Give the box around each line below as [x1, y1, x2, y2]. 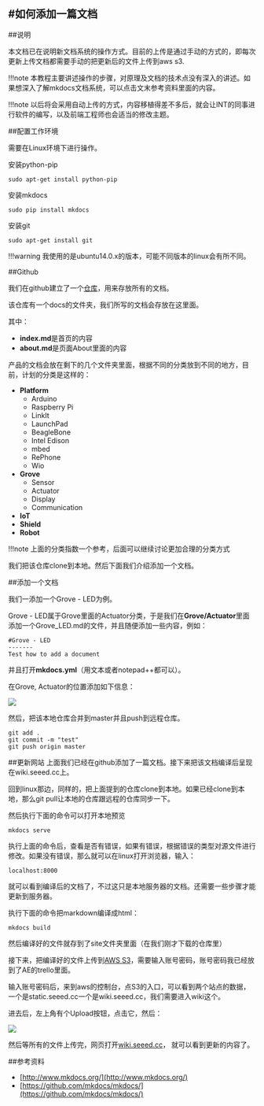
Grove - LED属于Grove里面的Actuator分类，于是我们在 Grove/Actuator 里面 [8, 611, 250, 620]
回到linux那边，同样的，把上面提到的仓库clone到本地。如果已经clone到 [8, 784, 238, 793]
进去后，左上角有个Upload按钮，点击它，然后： [8, 1008, 163, 1018]
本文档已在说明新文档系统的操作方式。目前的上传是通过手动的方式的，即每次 [8, 46, 256, 56]
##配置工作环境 [8, 126, 59, 135]
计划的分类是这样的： [21, 369, 91, 379]
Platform [19, 385, 49, 395]
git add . [8, 729, 41, 737]
